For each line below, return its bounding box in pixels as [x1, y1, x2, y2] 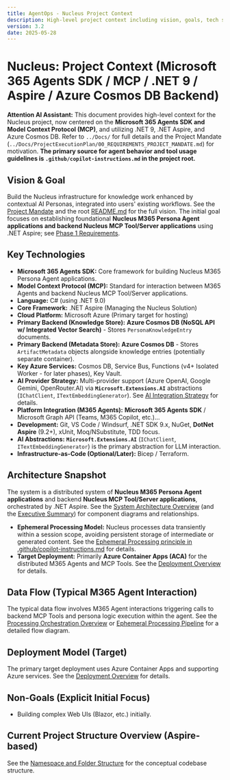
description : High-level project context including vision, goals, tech [7, 16, 219, 23]
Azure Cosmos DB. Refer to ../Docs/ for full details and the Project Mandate [7, 133, 222, 141]
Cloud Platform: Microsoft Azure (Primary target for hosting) [16, 310, 188, 319]
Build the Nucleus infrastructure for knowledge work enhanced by [7, 193, 194, 200]
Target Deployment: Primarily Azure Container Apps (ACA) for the [16, 552, 207, 560]
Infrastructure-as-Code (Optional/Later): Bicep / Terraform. [16, 449, 190, 457]
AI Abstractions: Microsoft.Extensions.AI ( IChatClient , [16, 435, 177, 443]
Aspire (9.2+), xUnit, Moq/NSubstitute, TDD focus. [16, 427, 160, 436]
